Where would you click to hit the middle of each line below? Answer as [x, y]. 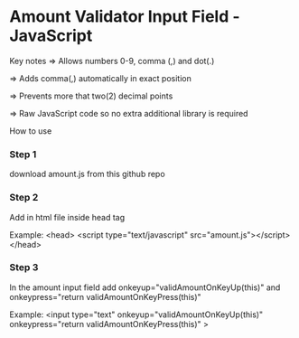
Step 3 [24, 268]
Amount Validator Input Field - [125, 17]
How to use [31, 131]
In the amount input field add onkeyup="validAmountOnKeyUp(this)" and [145, 287]
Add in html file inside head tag [67, 217]
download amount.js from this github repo [87, 174]
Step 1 [23, 154]
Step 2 [24, 198]
